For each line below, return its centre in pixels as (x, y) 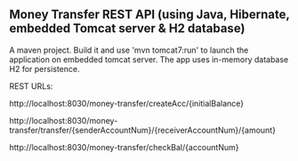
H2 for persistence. (44, 68)
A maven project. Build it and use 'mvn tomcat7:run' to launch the (129, 50)
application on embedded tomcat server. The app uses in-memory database (149, 59)
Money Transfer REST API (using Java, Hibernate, (149, 15)
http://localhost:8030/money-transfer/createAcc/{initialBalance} (127, 103)
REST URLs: (31, 86)
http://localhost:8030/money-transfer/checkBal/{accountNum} (124, 147)
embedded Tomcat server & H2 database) (127, 29)
